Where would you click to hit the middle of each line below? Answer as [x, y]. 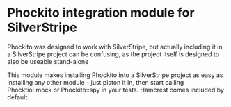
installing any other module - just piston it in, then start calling [96, 82]
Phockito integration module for [101, 13]
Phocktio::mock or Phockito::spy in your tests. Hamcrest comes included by [116, 90]
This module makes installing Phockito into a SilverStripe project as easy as [115, 75]
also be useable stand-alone [48, 61]
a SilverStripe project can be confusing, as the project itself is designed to [113, 54]
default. [18, 97]
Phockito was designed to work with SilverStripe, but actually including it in [115, 47]
